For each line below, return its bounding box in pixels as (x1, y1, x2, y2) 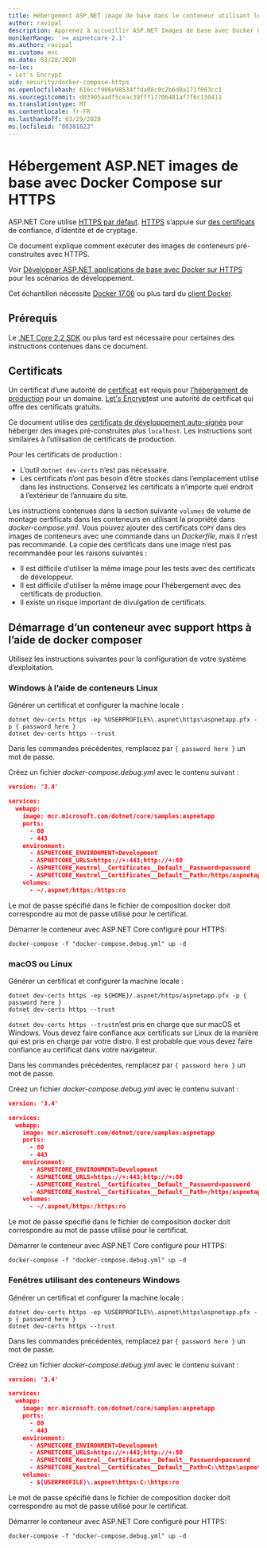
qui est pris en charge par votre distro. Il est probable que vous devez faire (8, 1036, 253, 1046)
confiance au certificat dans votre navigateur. (8, 1044, 157, 1054)
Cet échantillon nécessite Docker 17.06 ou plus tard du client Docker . (8, 288, 233, 298)
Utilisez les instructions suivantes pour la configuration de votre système (8, 654, 246, 664)
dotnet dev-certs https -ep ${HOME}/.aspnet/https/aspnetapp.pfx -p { (8, 991, 247, 999)
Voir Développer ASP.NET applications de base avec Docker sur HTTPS (8, 264, 243, 274)
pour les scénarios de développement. (8, 273, 134, 282)
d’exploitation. (8, 663, 54, 672)
